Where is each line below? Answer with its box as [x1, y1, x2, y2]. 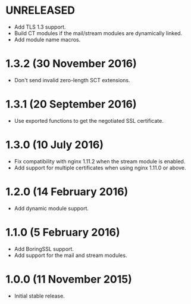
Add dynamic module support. [14, 204, 89, 212]
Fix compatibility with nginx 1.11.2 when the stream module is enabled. [14, 157, 186, 165]
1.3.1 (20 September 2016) [5, 98, 137, 111]
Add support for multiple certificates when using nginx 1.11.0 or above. [14, 164, 186, 171]
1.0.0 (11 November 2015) [5, 272, 132, 286]
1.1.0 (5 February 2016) [5, 225, 120, 239]
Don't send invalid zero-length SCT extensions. [14, 76, 130, 83]
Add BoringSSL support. [14, 245, 74, 252]
